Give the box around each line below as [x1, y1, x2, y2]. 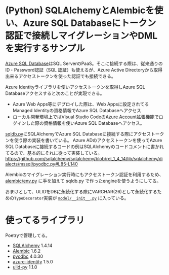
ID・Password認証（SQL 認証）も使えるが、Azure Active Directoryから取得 [5, 66, 163, 73]
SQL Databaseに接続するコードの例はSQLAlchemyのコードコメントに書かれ [5, 143, 164, 150]
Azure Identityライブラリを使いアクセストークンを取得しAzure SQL [5, 84, 145, 90]
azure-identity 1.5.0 [12, 258, 53, 264]
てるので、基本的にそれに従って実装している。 [5, 150, 103, 156]
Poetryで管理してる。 [5, 232, 50, 238]
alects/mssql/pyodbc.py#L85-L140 [5, 161, 78, 167]
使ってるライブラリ [5, 215, 85, 226]
